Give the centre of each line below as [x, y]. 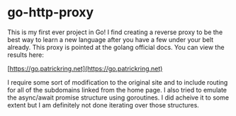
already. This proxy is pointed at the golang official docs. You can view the [116, 47]
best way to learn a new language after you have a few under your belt [111, 39]
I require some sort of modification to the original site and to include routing [118, 82]
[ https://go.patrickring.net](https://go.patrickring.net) [85, 68]
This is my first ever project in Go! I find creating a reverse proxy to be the [115, 32]
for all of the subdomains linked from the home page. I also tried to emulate [117, 90]
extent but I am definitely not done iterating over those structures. [103, 105]
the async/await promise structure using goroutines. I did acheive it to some [118, 97]
